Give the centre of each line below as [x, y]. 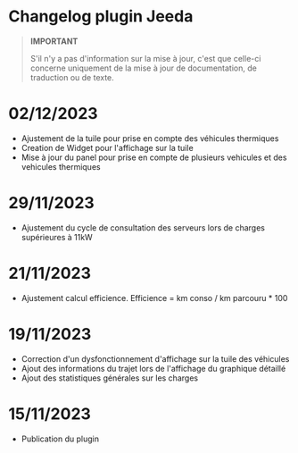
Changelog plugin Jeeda [101, 17]
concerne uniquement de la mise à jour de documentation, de [144, 68]
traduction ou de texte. [72, 77]
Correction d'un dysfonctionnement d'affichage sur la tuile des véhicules [155, 358]
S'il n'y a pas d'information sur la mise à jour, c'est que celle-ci [145, 58]
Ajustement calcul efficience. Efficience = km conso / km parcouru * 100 [154, 298]
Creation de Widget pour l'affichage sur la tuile [107, 147]
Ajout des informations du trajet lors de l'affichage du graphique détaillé [153, 368]
